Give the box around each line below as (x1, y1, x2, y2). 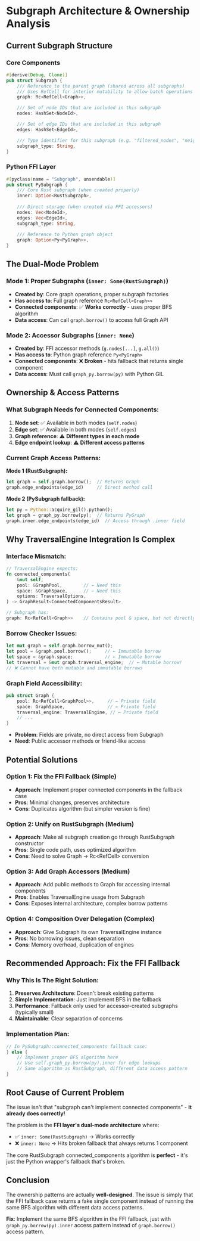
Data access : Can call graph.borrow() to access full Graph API (14, 316, 168, 323)
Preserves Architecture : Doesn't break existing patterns (14, 989, 154, 997)
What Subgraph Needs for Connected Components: (6, 405, 160, 414)
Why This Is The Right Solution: (6, 976, 99, 985)
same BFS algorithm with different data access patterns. (6, 1203, 144, 1211)
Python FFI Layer (6, 163, 57, 171)
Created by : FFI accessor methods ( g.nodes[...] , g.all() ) (14, 345, 160, 352)
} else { (6, 1049, 28, 1055)
